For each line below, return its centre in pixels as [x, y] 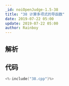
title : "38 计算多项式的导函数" [35, 14]
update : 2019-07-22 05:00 [32, 23]
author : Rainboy [22, 28]
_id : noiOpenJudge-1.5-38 [32, 10]
